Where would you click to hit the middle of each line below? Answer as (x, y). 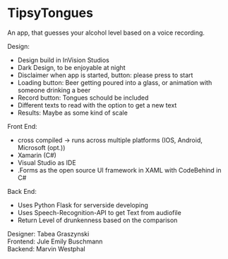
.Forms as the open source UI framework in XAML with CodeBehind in (119, 170)
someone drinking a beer (54, 90)
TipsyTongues (50, 13)
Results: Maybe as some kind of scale (73, 113)
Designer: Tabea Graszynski (48, 234)
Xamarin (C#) (37, 155)
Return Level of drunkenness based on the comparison (97, 220)
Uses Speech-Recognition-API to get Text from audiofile (99, 212)
